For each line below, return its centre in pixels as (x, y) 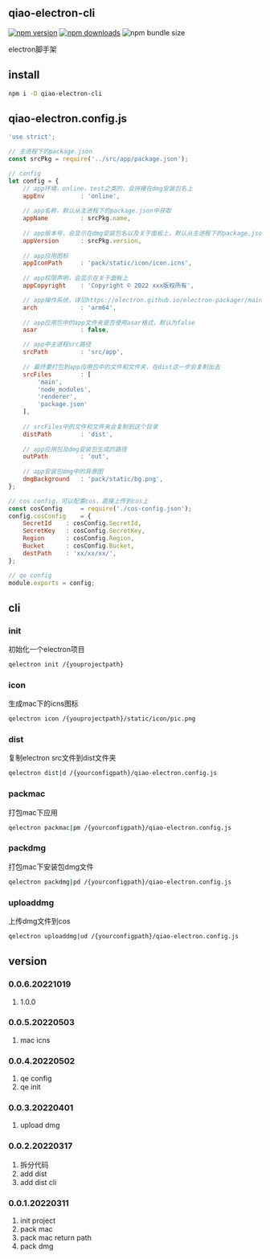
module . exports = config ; (51, 583)
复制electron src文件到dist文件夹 (62, 758)
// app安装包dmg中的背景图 (63, 472)
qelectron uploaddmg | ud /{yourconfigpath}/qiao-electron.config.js (124, 936)
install (24, 75)
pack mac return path (56, 1238)
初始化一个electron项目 (47, 650)
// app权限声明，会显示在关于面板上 (76, 278)
